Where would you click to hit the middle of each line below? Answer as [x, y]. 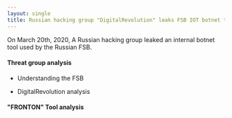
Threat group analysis [39, 63]
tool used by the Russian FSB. [49, 47]
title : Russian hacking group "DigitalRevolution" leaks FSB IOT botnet [114, 20]
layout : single [29, 13]
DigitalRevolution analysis [54, 91]
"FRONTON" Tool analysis [46, 107]
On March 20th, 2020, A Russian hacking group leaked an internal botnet [111, 39]
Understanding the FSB [50, 78]
